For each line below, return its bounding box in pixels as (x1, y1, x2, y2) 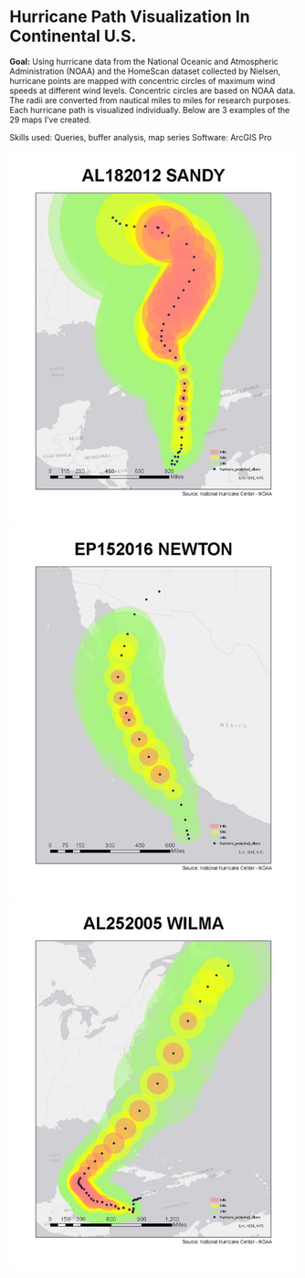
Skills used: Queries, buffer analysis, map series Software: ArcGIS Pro (9, 131, 272, 142)
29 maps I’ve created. (9, 114, 91, 125)
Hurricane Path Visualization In (9, 6, 250, 27)
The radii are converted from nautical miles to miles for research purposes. (9, 94, 291, 106)
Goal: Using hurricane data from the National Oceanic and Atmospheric (9, 56, 279, 67)
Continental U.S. (9, 26, 137, 47)
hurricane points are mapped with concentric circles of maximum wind (9, 75, 276, 86)
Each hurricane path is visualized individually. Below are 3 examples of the (9, 104, 290, 115)
